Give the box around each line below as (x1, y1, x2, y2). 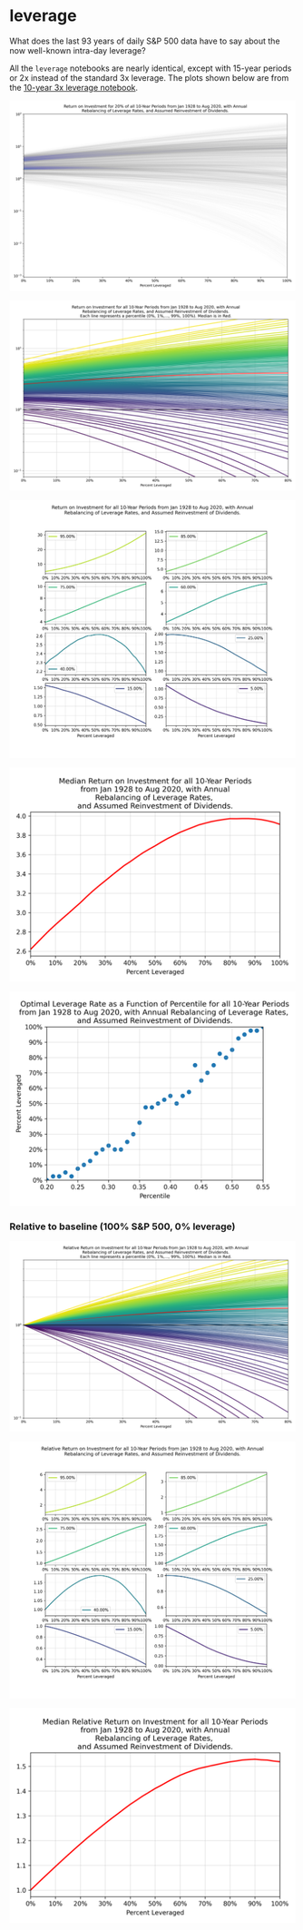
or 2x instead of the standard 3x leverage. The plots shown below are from (9, 72, 289, 83)
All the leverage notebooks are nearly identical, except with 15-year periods (9, 63, 292, 74)
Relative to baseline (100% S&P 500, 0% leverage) (9, 1220, 236, 1233)
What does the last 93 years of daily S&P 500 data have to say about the (9, 35, 280, 46)
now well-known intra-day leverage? (9, 44, 147, 55)
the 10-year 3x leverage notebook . (9, 82, 139, 93)
